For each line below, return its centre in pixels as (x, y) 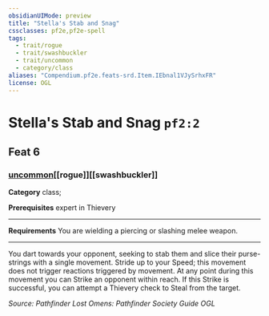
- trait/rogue (39, 46)
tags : (17, 38)
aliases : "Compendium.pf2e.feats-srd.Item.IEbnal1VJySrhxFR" (112, 75)
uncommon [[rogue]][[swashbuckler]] (83, 175)
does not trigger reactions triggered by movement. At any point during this (131, 271)
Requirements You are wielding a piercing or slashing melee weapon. (123, 231)
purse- (249, 254)
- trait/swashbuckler (52, 53)
